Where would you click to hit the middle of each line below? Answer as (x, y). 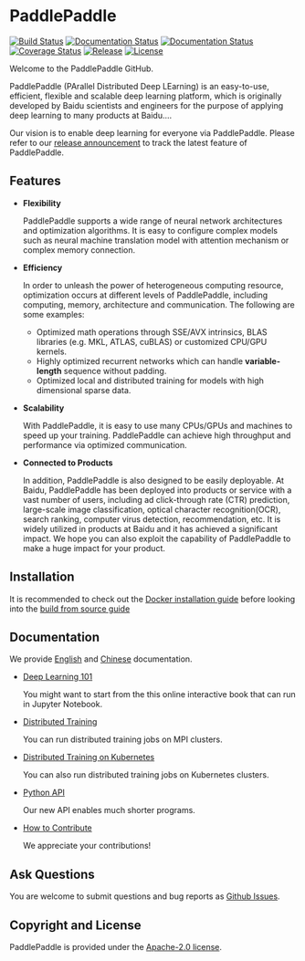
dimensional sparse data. (84, 390)
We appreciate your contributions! (87, 846)
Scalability (43, 408)
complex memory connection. (79, 250)
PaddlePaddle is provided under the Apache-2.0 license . (116, 947)
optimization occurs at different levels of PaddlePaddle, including (145, 295)
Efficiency (42, 267)
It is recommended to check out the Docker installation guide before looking (152, 599)
